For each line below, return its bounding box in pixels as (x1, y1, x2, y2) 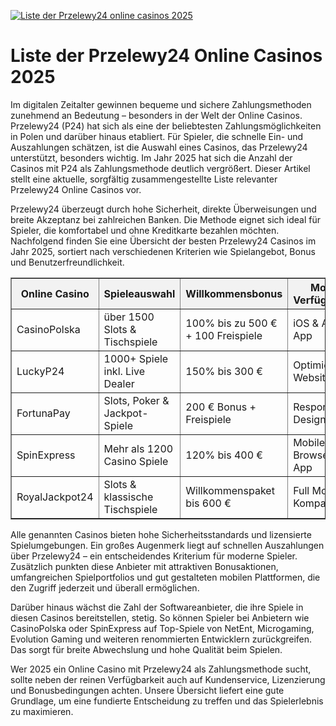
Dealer (103, 376, 135, 390)
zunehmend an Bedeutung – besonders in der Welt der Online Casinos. (10, 109, 303, 121)
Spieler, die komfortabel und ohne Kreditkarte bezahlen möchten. (10, 224, 280, 236)
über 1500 (103, 310, 155, 324)
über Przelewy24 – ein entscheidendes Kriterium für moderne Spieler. (10, 550, 298, 562)
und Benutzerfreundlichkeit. (10, 256, 125, 268)
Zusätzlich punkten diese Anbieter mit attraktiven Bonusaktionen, (10, 560, 279, 572)
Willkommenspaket (185, 483, 275, 497)
